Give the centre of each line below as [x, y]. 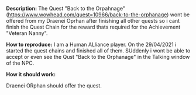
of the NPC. [20, 63]
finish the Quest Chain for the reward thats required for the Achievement [93, 27]
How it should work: [31, 74]
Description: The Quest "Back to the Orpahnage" [66, 8]
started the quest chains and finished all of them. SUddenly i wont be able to [98, 51]
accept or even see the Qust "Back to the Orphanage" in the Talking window [98, 57]
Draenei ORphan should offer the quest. [54, 86]
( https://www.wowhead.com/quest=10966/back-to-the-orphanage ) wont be [98, 15]
